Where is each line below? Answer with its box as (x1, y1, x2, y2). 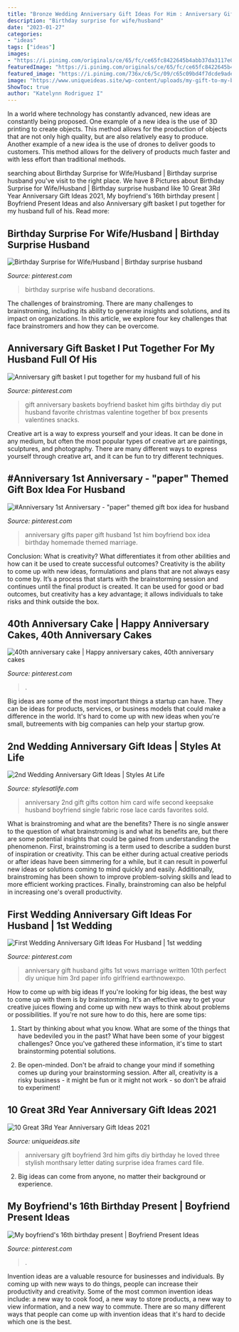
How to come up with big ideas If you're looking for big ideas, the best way (7, 987, 228, 996)
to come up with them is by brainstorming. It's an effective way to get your (7, 995, 225, 1003)
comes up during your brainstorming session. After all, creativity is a (17, 1068, 218, 1077)
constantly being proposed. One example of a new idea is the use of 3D (7, 117, 218, 126)
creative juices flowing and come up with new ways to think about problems (7, 1003, 230, 1011)
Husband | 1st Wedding (7, 920, 112, 932)
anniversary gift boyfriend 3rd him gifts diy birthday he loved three (24, 1150, 221, 1159)
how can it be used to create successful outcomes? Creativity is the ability (7, 559, 225, 568)
